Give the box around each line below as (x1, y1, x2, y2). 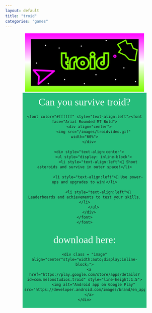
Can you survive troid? (38, 96, 131, 108)
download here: (53, 233, 116, 246)
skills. (125, 194, 141, 200)
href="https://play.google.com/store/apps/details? (29, 272, 140, 277)
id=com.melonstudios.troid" (27, 277, 86, 282)
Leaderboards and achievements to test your (28, 194, 123, 200)
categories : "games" (5, 19, 49, 24)
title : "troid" (5, 13, 37, 19)
